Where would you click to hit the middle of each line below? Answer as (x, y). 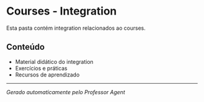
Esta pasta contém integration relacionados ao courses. (76, 28)
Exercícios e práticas (41, 68)
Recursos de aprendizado (47, 75)
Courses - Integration (62, 11)
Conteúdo (25, 47)
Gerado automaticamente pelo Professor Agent (66, 92)
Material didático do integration (54, 61)
